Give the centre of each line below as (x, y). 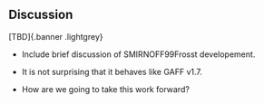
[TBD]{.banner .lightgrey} (56, 36)
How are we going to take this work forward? (105, 89)
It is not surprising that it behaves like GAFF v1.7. (112, 71)
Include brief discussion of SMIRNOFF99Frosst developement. (138, 54)
